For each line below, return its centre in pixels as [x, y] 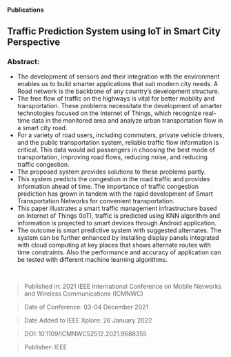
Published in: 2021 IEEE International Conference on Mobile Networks [123, 287]
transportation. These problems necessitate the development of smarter [120, 106]
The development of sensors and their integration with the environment [118, 76]
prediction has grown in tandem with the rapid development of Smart [115, 194]
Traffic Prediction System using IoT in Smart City [114, 31]
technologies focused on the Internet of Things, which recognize [109, 113]
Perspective [34, 42]
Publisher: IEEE [46, 347]
